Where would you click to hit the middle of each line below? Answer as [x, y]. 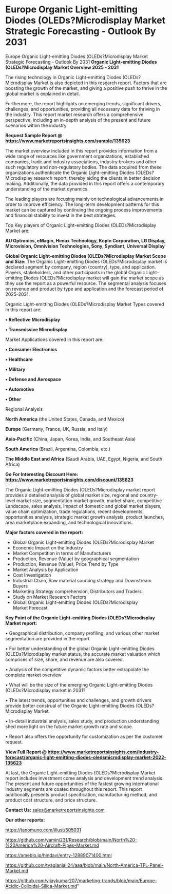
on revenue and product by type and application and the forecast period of [84, 289]
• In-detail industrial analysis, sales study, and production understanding [82, 721]
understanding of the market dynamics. [47, 189]
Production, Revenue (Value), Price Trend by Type [66, 564]
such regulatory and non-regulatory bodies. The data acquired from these [83, 167]
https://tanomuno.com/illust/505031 [43, 830]
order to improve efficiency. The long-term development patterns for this [82, 204]
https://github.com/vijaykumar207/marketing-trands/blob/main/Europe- [81, 880]
